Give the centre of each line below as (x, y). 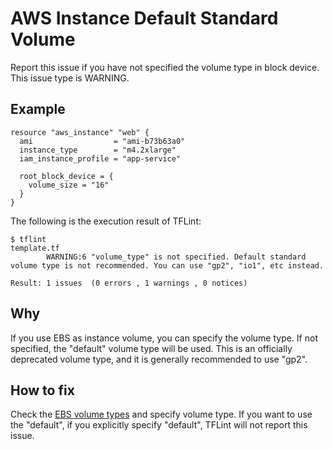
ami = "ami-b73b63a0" (102, 141)
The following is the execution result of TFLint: (106, 221)
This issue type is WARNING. (70, 78)
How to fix (42, 390)
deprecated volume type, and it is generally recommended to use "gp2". (159, 359)
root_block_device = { (66, 176)
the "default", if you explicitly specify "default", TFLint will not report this (159, 425)
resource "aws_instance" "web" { (80, 132)
